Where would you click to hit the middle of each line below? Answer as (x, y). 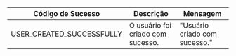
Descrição (151, 13)
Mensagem (202, 13)
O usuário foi (150, 25)
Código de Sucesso (67, 13)
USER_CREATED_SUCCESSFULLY (67, 34)
